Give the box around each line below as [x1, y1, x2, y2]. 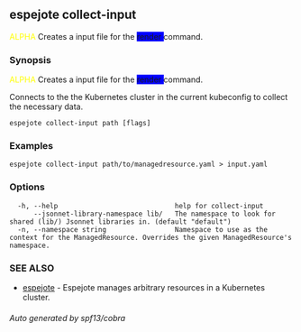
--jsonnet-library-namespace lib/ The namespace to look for [32, 209, 277, 218]
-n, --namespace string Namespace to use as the [17, 225, 269, 234]
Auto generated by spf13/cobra [9, 312, 126, 323]
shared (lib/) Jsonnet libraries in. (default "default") [9, 217, 232, 226]
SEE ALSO [9, 262, 55, 274]
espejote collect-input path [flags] [9, 119, 151, 128]
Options [9, 180, 45, 193]
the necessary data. [9, 101, 84, 112]
